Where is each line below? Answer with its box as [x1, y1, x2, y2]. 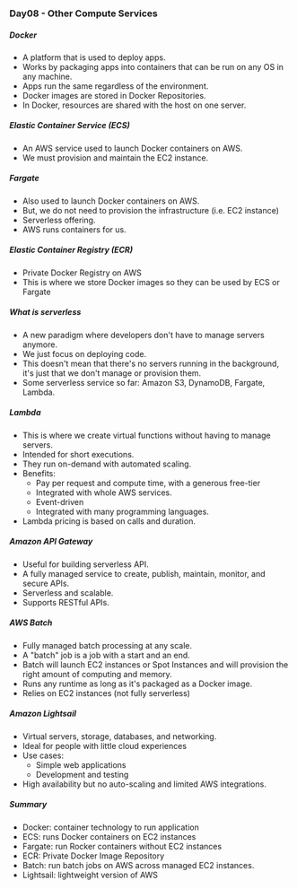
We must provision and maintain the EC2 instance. [22, 152, 209, 163]
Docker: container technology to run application [22, 822, 199, 832]
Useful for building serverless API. [22, 559, 150, 570]
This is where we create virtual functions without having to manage [22, 430, 271, 440]
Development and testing [35, 769, 129, 780]
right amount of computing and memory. [22, 668, 172, 679]
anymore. [22, 339, 58, 350]
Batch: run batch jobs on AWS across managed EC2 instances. [22, 859, 255, 870]
